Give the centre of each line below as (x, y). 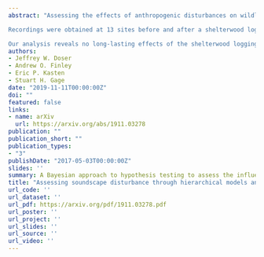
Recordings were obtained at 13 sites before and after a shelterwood (126, 29)
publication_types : (40, 146)
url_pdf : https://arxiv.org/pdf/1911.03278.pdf (88, 204)
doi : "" (21, 95)
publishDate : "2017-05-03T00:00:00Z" (70, 161)
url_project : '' (35, 219)
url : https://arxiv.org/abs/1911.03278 (81, 124)
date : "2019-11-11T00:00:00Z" (58, 87)
